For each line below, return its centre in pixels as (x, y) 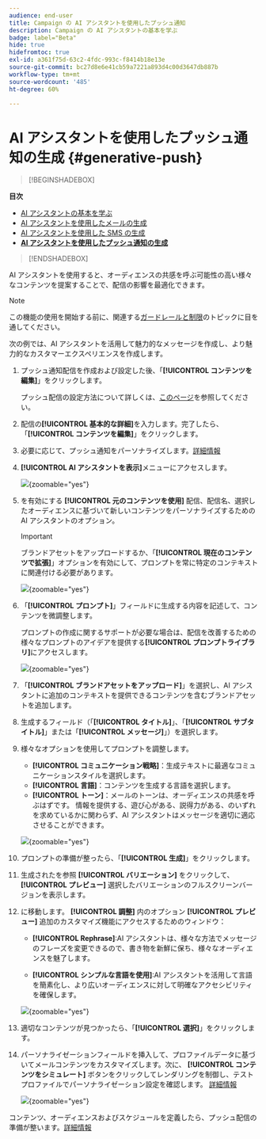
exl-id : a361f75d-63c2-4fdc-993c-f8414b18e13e (87, 60)
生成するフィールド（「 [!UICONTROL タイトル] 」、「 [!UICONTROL (126, 722)
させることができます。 (70, 825)
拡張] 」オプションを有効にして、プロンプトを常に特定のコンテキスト (146, 562)
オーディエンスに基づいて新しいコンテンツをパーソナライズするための (141, 511)
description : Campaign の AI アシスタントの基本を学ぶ (93, 30)
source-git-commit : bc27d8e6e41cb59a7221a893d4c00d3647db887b (114, 67)
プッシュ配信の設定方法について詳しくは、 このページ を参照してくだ (131, 398)
